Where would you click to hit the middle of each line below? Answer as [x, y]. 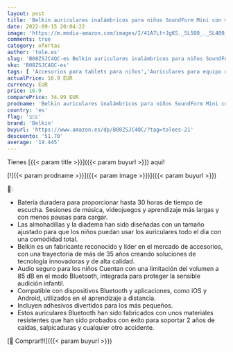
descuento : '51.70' [35, 136]
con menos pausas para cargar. [62, 217]
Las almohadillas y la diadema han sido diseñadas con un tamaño [111, 225]
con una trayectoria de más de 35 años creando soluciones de [106, 254]
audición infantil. [41, 283]
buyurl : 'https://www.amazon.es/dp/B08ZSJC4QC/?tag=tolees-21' [101, 130]
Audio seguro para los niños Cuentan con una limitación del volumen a [118, 269]
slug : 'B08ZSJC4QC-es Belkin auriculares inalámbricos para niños [105, 59]
